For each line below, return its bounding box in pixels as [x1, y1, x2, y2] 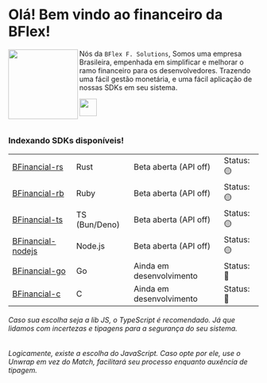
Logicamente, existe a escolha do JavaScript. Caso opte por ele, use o [8, 348, 241, 358]
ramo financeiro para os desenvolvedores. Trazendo [79, 65, 251, 75]
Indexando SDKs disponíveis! [8, 135, 125, 147]
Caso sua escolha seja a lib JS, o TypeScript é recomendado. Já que [8, 315, 236, 325]
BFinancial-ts [12, 214, 64, 225]
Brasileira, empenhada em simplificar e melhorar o [79, 57, 244, 67]
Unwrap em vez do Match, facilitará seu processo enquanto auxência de [8, 357, 248, 366]
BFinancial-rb [12, 188, 64, 198]
